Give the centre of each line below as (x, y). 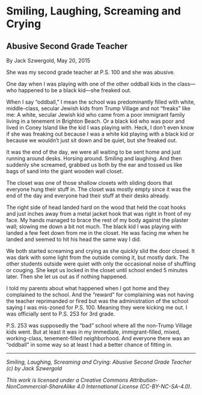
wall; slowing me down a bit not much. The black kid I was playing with (94, 226)
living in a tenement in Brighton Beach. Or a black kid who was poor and (96, 121)
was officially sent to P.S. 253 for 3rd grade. (61, 314)
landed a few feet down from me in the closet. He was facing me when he (98, 233)
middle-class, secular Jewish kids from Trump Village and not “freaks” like (99, 108)
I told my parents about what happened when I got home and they (88, 288)
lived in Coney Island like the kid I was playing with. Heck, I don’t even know (100, 127)
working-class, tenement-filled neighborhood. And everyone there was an (98, 338)
